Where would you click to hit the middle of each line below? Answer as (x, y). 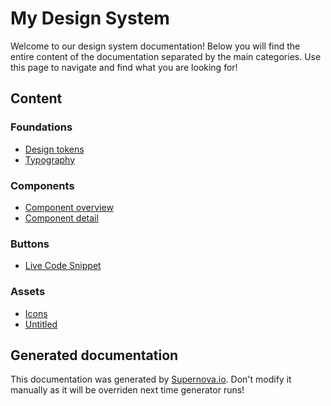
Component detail (61, 218)
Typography (50, 159)
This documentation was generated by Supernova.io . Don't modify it (151, 379)
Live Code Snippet (63, 266)
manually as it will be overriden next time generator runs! (127, 390)
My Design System (90, 18)
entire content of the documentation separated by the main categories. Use (166, 56)
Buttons (30, 244)
